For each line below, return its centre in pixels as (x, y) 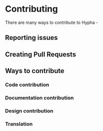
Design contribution (29, 111)
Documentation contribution (40, 97)
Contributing (31, 9)
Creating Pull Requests (41, 54)
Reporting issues (31, 38)
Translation (19, 124)
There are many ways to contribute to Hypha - (52, 22)
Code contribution (27, 85)
